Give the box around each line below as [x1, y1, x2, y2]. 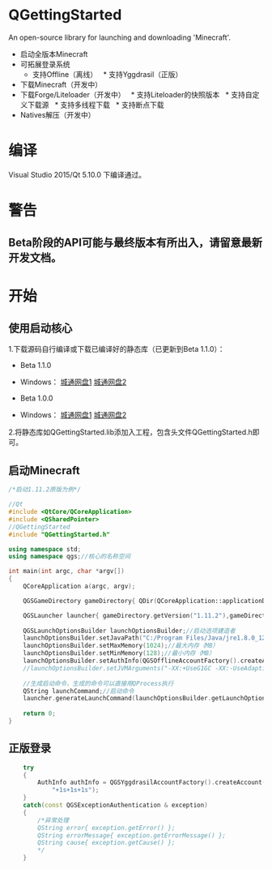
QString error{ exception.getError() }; [37, 824, 176, 832]
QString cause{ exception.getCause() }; [37, 839, 176, 847]
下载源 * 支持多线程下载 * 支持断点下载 [27, 100, 164, 109]
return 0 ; [23, 709, 57, 718]
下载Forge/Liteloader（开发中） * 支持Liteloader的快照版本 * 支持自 [19, 89, 253, 99]
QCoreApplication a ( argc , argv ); [23, 582, 136, 591]
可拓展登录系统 [19, 59, 70, 69]
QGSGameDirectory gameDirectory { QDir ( [23, 597, 158, 605]
